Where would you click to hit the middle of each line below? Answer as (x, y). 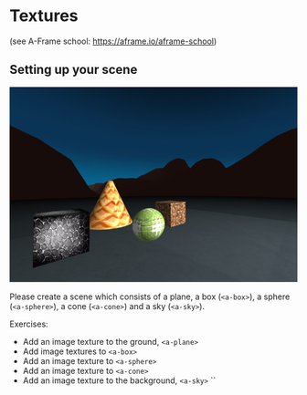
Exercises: (29, 324)
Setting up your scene (74, 70)
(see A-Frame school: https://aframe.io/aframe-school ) (113, 41)
